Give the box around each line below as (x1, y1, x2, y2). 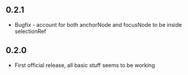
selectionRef (14, 27, 46, 35)
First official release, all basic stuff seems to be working (14, 61, 155, 69)
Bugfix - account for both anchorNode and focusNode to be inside (14, 21, 183, 28)
